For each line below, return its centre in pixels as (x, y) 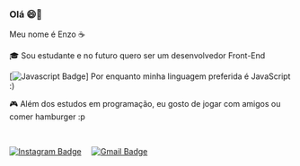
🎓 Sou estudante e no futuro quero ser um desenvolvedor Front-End (137, 56)
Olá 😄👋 (26, 14)
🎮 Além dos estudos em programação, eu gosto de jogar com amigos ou (145, 104)
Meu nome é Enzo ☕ (47, 34)
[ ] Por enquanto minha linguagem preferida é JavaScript (150, 76)
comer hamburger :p (47, 117)
